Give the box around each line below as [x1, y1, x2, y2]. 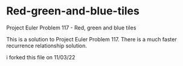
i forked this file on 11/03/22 [6, 53, 75, 61]
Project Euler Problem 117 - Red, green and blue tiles [6, 24, 136, 31]
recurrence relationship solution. [6, 42, 88, 49]
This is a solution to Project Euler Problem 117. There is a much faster [6, 35, 177, 43]
